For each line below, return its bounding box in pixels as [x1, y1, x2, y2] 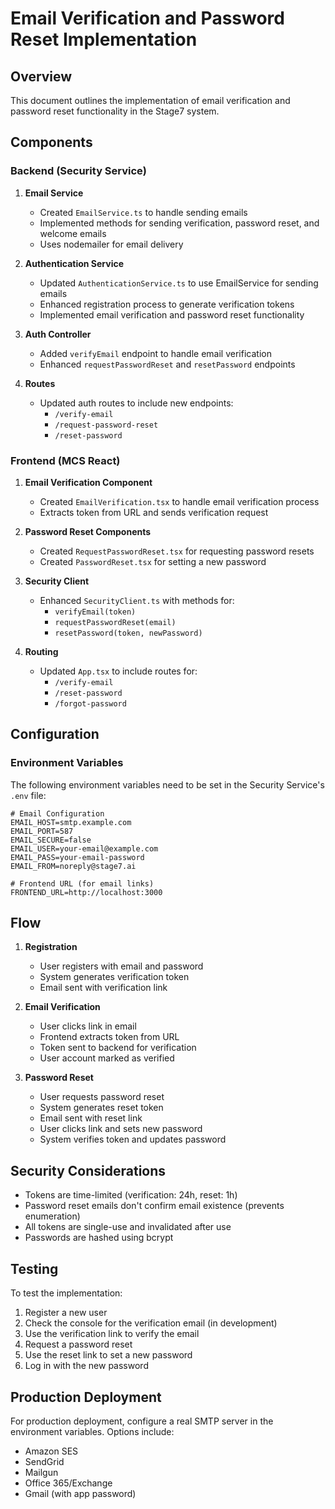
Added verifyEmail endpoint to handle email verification [39, 347, 272, 359]
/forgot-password [54, 698, 127, 709]
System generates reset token [39, 1102, 164, 1114]
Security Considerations [10, 1162, 167, 1179]
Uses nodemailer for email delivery [39, 238, 184, 250]
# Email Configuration [10, 808, 105, 819]
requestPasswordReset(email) [54, 617, 177, 627]
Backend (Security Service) [10, 164, 147, 178]
